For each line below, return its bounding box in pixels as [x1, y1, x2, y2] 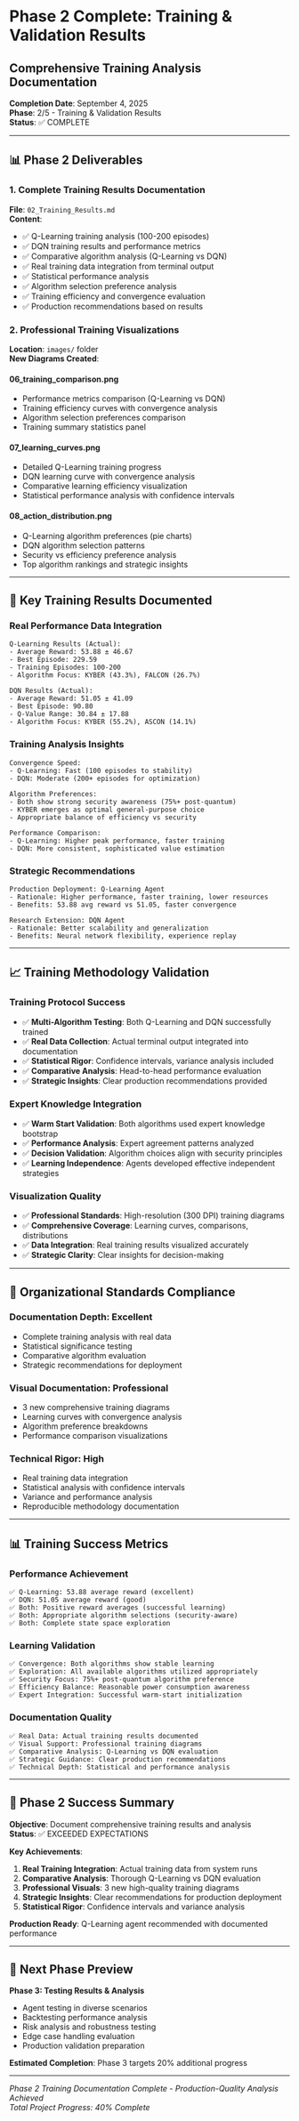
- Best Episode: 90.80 [9, 702, 93, 711]
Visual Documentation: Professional [9, 1382, 169, 1394]
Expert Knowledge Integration [9, 1098, 142, 1110]
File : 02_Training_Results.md [9, 204, 116, 214]
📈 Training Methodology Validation [9, 965, 210, 980]
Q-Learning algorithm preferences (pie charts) [21, 530, 193, 541]
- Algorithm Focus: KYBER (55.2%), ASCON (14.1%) [9, 718, 198, 727]
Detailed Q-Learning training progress [21, 462, 162, 472]
